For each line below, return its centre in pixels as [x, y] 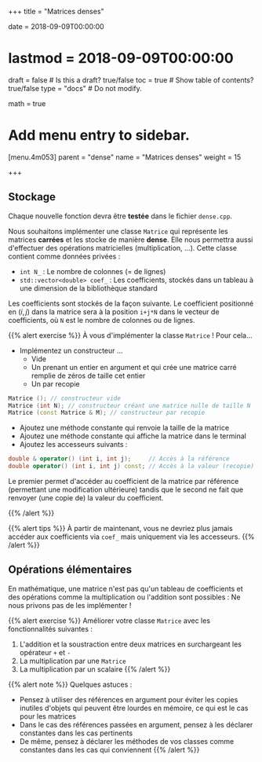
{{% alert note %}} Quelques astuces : [70, 684]
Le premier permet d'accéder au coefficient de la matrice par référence [124, 482]
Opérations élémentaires [70, 570]
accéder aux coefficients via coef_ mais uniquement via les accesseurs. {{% [131, 537]
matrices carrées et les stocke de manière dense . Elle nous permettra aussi [131, 240]
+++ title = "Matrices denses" [56, 11]
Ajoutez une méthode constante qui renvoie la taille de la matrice [124, 428]
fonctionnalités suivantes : [50, 628]
